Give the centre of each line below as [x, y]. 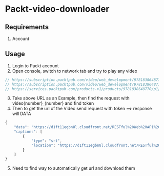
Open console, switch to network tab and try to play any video [75, 71]
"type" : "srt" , [47, 141]
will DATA [21, 114]
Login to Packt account [35, 66]
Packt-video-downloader [57, 9]
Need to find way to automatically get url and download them [73, 168]
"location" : [43, 145]
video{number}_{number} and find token [53, 103]
